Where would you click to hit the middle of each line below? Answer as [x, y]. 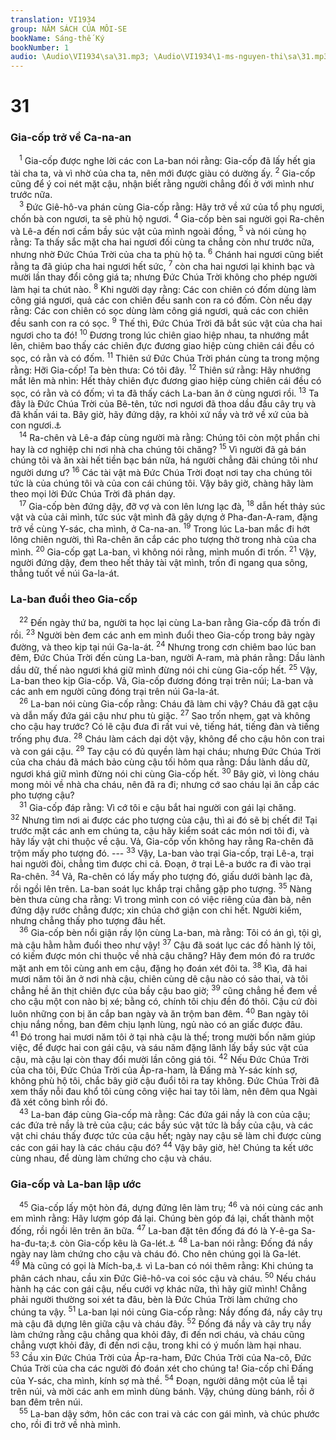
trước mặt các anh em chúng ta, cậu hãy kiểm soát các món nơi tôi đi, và [160, 830]
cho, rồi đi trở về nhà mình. [65, 1425]
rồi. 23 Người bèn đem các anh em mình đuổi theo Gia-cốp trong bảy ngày [163, 634]
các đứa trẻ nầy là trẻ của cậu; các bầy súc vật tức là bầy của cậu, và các [162, 1125]
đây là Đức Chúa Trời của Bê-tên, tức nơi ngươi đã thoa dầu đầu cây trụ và [163, 404]
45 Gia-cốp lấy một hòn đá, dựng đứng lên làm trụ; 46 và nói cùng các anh [171, 1207]
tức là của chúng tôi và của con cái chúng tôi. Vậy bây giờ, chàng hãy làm [162, 483]
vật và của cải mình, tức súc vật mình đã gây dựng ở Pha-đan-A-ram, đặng [164, 517]
